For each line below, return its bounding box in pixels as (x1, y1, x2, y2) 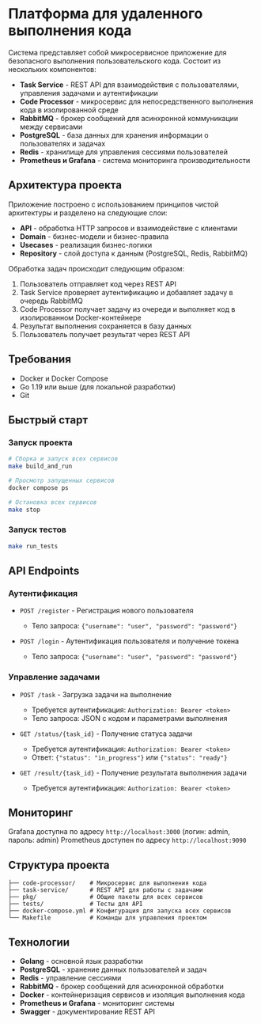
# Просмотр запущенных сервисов (8, 476, 115, 484)
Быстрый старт (8, 413, 89, 427)
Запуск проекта (8, 437, 73, 448)
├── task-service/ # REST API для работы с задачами (8, 886, 203, 894)
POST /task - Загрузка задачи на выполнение (19, 689, 172, 699)
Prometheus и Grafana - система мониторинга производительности (19, 155, 251, 165)
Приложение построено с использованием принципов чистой (8, 199, 219, 209)
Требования (8, 353, 71, 366)
